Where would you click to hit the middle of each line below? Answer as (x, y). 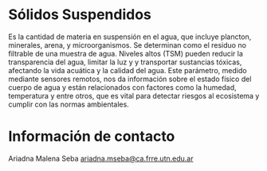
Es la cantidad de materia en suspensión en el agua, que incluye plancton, (130, 37)
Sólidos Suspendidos (80, 15)
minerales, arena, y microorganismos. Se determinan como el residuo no (128, 45)
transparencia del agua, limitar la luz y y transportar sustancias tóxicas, (125, 62)
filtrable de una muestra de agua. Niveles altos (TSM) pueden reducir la (126, 53)
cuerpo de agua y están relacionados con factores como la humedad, (122, 87)
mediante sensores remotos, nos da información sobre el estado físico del (130, 79)
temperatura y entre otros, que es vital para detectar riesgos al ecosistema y (134, 95)
